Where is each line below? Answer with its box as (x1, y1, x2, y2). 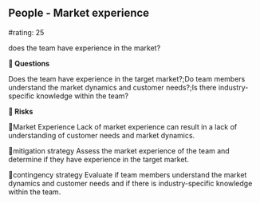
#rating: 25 (8, 27, 45, 37)
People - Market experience (8, 6, 150, 20)
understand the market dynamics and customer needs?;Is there (8, 82, 217, 92)
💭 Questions (8, 58, 50, 68)
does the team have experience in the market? (8, 43, 161, 53)
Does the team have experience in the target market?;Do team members (8, 74, 246, 83)
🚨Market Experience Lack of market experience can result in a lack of (8, 121, 238, 131)
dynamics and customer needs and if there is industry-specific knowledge (8, 178, 253, 188)
